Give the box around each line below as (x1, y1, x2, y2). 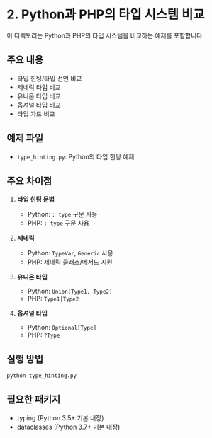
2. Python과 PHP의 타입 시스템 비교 (6, 6, 205, 23)
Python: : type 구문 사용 (27, 210, 98, 219)
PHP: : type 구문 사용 (27, 219, 90, 227)
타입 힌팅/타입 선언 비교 (16, 74, 82, 82)
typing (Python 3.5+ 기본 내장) (16, 413, 104, 422)
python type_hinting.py (6, 372, 77, 379)
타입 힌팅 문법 (16, 195, 55, 204)
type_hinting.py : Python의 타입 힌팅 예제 (16, 152, 135, 161)
